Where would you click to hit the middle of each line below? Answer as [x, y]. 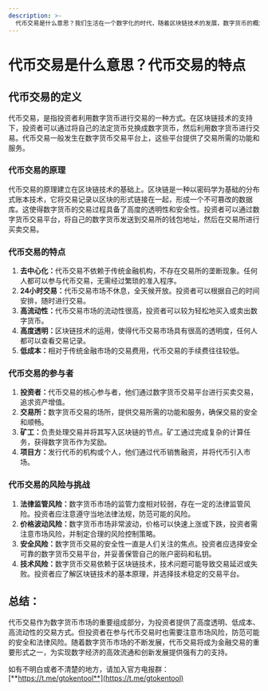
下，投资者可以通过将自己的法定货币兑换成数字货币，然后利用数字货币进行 [130, 128]
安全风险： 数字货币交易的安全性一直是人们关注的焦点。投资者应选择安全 [138, 543]
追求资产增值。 [44, 402]
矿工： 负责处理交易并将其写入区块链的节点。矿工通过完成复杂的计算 [132, 432]
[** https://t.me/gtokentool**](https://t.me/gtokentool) [96, 678]
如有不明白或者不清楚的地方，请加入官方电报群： [89, 669]
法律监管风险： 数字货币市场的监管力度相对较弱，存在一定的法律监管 [132, 503]
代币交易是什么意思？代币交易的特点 [127, 65]
